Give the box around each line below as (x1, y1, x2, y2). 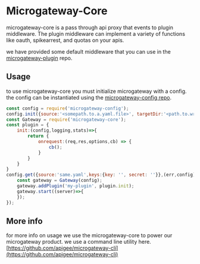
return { (27, 133, 49, 139)
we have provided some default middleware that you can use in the (6, 48, 171, 55)
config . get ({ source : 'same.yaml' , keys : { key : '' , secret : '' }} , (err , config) (6, 172, 196, 178)
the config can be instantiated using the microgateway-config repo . (6, 94, 171, 101)
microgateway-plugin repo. (6, 54, 73, 61)
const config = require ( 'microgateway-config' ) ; (6, 105, 129, 111)
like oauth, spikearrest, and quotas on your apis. (6, 36, 124, 44)
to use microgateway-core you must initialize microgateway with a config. (6, 88, 187, 95)
